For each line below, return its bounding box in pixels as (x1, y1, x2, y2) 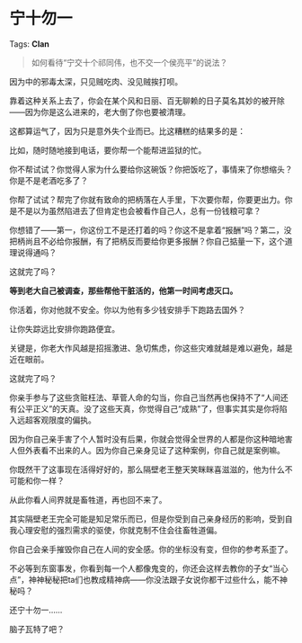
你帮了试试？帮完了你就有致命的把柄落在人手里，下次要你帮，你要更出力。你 (9, 194, 293, 205)
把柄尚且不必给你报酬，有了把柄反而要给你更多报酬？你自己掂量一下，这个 (9, 236, 285, 246)
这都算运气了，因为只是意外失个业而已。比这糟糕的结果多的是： (9, 125, 245, 136)
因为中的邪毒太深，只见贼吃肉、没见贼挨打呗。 (9, 76, 182, 86)
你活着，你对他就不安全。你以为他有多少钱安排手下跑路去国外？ (9, 304, 245, 315)
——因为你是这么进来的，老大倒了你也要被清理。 (9, 106, 191, 117)
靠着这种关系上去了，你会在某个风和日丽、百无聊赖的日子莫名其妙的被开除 (9, 95, 285, 106)
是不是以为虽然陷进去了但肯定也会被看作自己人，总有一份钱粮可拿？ (9, 205, 262, 216)
